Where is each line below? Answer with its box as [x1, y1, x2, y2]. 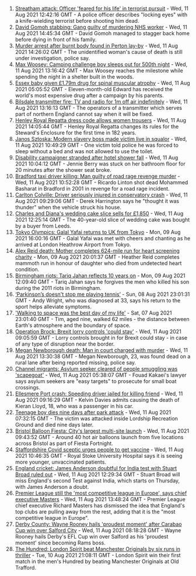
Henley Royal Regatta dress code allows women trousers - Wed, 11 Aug [15, 117, 186, 123]
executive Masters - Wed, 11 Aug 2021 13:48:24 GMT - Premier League [15, 496, 185, 502]
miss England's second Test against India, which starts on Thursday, [15, 477, 180, 484]
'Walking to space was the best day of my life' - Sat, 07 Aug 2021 [15, 309, 172, 316]
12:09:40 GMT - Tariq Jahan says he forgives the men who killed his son [15, 278, 190, 285]
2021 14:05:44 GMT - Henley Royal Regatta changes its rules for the [15, 123, 179, 130]
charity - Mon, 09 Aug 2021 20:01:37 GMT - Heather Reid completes [15, 254, 180, 260]
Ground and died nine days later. [15, 421, 94, 428]
